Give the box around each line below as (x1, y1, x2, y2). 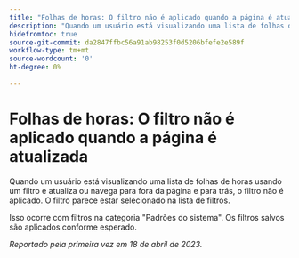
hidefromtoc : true (9, 29, 77, 38)
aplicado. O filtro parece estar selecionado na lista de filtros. (9, 195, 230, 206)
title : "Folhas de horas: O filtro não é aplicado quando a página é (9, 12, 273, 22)
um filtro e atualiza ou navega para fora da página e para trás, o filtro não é (9, 185, 285, 196)
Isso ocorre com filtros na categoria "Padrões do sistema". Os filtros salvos (9, 212, 285, 222)
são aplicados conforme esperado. (9, 222, 138, 232)
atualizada (9, 147, 89, 167)
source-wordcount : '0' (9, 54, 93, 63)
